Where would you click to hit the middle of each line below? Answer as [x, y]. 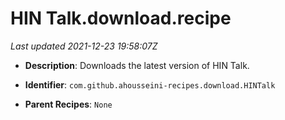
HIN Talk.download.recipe [121, 18]
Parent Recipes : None [68, 104]
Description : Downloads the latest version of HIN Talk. [137, 65]
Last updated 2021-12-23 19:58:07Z [84, 46]
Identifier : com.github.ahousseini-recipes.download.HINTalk [150, 84]
